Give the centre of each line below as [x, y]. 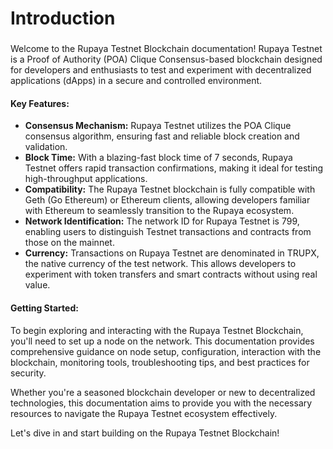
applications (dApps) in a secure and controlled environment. [136, 81]
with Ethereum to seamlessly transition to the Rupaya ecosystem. [159, 211]
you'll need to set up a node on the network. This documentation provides [162, 341]
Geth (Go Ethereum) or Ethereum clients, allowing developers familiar [167, 200]
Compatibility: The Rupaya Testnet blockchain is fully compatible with [170, 189]
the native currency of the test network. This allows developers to [160, 264]
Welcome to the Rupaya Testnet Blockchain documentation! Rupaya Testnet [166, 49]
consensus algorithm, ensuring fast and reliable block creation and [162, 136]
